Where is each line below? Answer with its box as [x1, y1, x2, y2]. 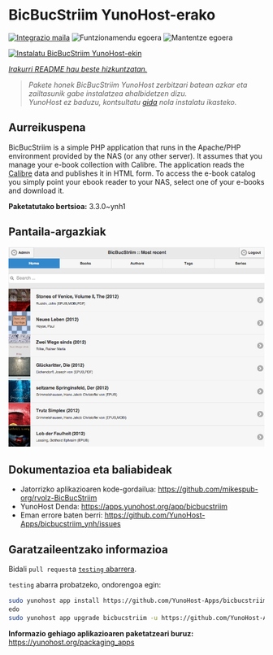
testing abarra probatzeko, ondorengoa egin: [8, 580, 162, 590]
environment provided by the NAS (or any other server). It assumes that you [8, 151, 262, 160]
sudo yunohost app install [8, 596, 100, 605]
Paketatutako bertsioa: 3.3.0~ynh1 [8, 201, 126, 211]
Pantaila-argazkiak [8, 225, 106, 239]
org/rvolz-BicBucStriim [19, 493, 97, 503]
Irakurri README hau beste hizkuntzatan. [8, 63, 148, 74]
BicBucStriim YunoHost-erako [8, 6, 216, 24]
